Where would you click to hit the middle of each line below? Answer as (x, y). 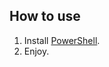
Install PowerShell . (62, 40)
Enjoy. (36, 51)
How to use (45, 16)
